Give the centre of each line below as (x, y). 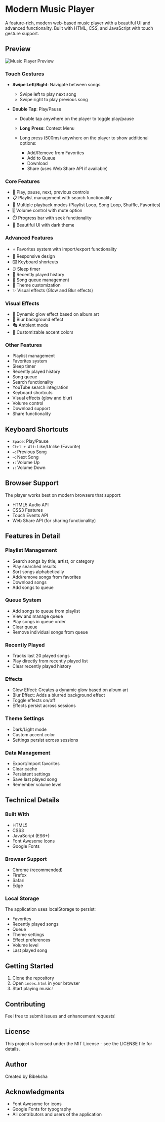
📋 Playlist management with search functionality (62, 198)
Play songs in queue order (39, 621)
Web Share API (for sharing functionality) (54, 520)
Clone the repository (33, 978)
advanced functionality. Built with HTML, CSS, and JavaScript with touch (79, 28)
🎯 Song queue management (41, 280)
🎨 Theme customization (36, 285)
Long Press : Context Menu (47, 128)
